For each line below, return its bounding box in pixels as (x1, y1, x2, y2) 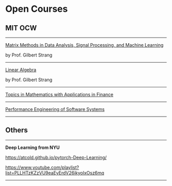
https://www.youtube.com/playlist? (5, 164, 79, 170)
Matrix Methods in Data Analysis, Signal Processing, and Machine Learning (5, 42, 164, 48)
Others (5, 126, 28, 135)
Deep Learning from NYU (5, 144, 60, 151)
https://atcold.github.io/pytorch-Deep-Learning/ (5, 154, 107, 160)
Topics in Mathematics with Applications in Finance (5, 91, 114, 98)
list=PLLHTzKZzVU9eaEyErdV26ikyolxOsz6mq (5, 170, 104, 176)
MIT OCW (5, 24, 37, 32)
